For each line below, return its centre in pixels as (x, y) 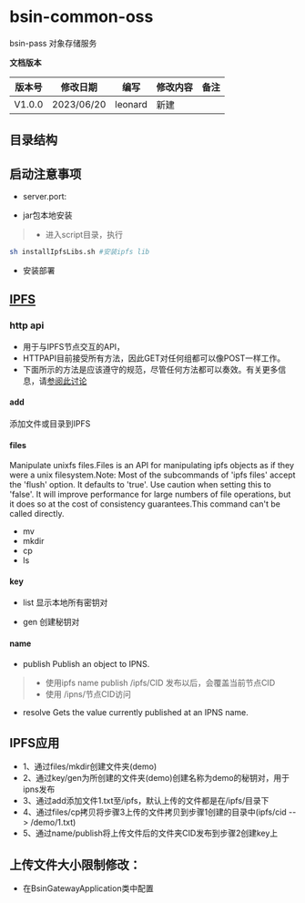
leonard (132, 104)
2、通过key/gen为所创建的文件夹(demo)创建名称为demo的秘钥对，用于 (156, 778)
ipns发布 (39, 789)
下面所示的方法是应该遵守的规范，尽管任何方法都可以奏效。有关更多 (150, 369)
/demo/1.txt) (53, 823)
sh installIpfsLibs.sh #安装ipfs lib (80, 252)
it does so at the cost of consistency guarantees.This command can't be (145, 504)
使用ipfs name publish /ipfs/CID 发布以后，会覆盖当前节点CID (160, 682)
